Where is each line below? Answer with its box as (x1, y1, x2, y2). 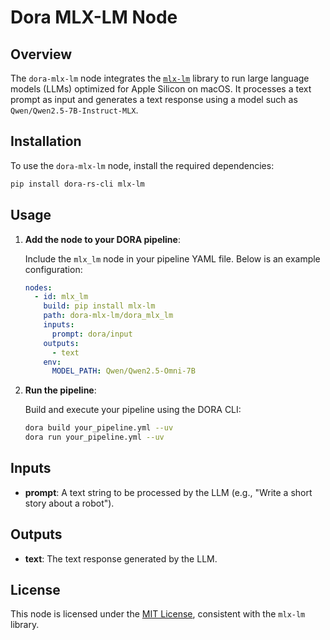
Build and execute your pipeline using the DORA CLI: (24, 404, 242, 416)
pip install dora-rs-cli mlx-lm (10, 179, 145, 189)
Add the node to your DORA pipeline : (24, 233, 181, 245)
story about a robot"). (24, 497, 115, 509)
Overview (10, 46, 73, 63)
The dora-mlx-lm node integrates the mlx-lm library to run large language (10, 72, 310, 84)
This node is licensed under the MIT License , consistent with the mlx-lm (10, 608, 306, 620)
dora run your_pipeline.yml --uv (24, 432, 165, 443)
